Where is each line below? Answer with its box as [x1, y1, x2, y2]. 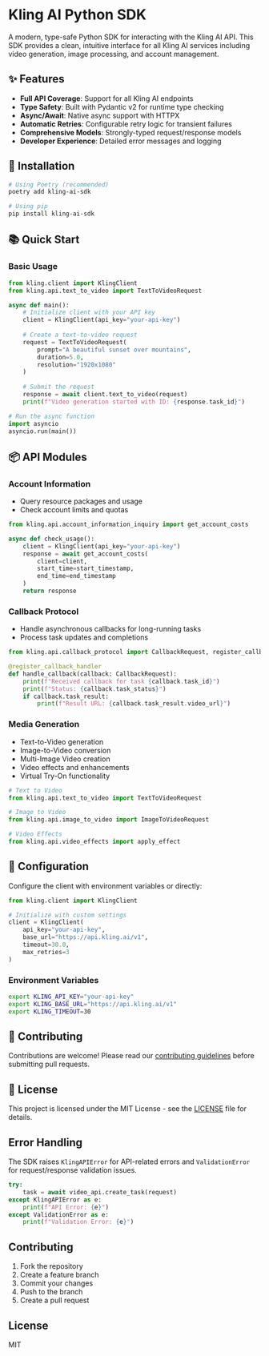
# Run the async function [8, 412, 94, 420]
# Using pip [8, 203, 48, 211]
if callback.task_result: [22, 692, 110, 700]
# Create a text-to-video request [22, 331, 138, 339]
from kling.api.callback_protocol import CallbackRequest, [8, 648, 210, 656]
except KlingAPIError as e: [8, 1195, 102, 1204]
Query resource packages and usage [19, 496, 143, 506]
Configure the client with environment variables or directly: [8, 881, 203, 890]
